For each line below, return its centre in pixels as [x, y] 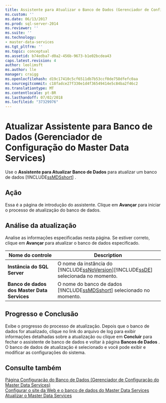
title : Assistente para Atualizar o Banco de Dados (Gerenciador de [77, 10]
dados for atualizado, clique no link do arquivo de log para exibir [70, 331]
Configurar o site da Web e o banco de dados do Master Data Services [77, 391]
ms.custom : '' [20, 14]
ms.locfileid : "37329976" [32, 102]
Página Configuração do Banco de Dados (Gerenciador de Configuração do [82, 380]
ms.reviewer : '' [22, 28]
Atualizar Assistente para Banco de [79, 127]
